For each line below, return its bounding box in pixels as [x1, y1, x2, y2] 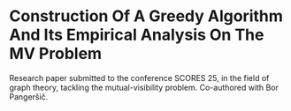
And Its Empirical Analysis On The [9, 25, 264, 45]
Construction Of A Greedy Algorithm [9, 6, 283, 26]
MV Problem [9, 44, 103, 63]
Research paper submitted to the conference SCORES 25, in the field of [9, 72, 270, 83]
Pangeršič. [9, 91, 49, 102]
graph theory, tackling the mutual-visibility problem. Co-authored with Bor [9, 82, 279, 92]
